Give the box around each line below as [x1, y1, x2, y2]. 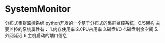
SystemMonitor [5, 3, 71, 15]
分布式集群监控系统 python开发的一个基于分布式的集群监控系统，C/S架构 [5, 20, 155, 26]
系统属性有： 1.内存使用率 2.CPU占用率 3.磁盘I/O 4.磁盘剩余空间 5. [22, 26, 159, 32]
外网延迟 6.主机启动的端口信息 [5, 32, 67, 38]
